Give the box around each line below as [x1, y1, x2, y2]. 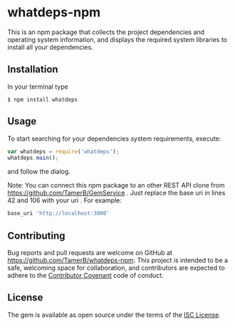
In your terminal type [7, 82, 69, 91]
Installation [7, 63, 58, 75]
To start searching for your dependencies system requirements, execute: [7, 134, 221, 143]
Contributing [7, 229, 66, 241]
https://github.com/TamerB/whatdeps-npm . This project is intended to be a [7, 256, 229, 264]
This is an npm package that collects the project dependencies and [7, 28, 205, 36]
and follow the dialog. [7, 168, 71, 176]
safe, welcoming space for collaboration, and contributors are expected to [7, 263, 226, 272]
